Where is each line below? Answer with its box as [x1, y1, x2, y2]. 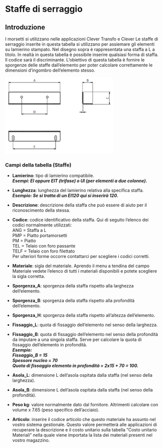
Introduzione [5, 23, 46, 31]
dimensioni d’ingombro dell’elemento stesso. [5, 67, 96, 73]
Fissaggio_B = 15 [12, 352, 48, 358]
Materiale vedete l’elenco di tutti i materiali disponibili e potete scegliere [12, 268, 157, 274]
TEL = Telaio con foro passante [12, 243, 76, 249]
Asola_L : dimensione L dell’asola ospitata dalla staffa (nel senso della [12, 372, 153, 378]
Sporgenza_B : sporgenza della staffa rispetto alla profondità [12, 298, 135, 304]
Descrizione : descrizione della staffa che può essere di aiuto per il [12, 202, 147, 208]
